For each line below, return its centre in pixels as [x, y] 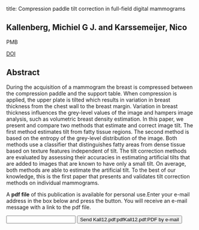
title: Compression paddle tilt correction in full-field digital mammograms [96, 9]
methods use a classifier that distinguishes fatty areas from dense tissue [96, 144]
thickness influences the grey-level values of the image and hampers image [100, 112]
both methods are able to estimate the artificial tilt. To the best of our [91, 170]
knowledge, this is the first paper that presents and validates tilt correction [98, 176]
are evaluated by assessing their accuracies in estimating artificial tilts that [98, 157]
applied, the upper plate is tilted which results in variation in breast [88, 100]
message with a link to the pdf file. [49, 207]
